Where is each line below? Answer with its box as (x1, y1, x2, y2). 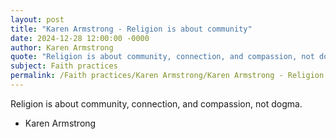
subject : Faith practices (10, 61, 118, 71)
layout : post (10, 14, 65, 25)
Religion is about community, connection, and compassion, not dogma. (10, 97, 303, 110)
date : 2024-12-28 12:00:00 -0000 (10, 33, 150, 43)
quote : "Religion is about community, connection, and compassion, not (10, 52, 315, 62)
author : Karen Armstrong (10, 42, 114, 53)
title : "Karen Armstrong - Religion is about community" (10, 24, 253, 34)
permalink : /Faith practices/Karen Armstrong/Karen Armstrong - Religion (10, 71, 325, 81)
